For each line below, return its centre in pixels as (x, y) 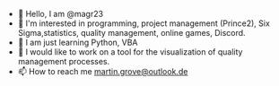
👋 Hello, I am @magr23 (61, 14)
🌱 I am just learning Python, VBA (78, 42)
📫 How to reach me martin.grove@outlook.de (103, 71)
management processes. (64, 61)
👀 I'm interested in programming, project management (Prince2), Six (144, 23)
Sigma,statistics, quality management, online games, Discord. (131, 33)
